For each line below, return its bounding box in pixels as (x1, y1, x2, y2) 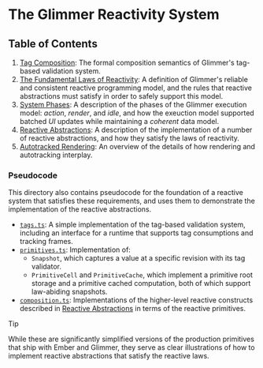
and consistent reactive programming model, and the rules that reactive (19, 83, 252, 92)
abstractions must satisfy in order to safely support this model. (19, 92, 224, 100)
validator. (31, 262, 61, 272)
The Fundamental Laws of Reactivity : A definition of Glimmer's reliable (19, 75, 248, 84)
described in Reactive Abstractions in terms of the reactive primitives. (19, 304, 246, 314)
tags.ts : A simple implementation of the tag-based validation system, (19, 220, 246, 230)
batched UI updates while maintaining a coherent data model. (19, 117, 220, 126)
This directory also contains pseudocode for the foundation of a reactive (8, 188, 244, 197)
